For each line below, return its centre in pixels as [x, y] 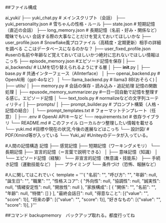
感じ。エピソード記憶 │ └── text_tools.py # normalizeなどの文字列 [78, 98]
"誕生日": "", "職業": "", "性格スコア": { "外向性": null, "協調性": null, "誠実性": [83, 181]
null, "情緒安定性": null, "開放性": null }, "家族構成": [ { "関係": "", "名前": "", [81, 187]
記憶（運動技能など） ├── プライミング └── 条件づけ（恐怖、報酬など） [84, 164]
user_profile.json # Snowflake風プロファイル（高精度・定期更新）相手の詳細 [83, 43]
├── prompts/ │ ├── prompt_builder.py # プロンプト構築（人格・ [93, 104]
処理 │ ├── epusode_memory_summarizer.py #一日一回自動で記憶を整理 [80, 92]
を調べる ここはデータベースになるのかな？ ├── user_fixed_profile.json [78, 49]
